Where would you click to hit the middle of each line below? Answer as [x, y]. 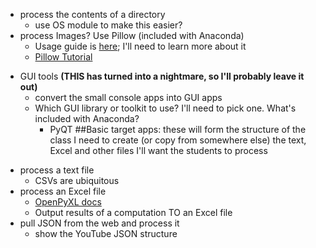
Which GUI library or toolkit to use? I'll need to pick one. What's [165, 108]
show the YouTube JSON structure [106, 233]
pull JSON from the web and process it [99, 223]
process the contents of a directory [92, 14]
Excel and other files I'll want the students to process [158, 150]
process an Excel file [63, 191]
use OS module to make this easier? [108, 25]
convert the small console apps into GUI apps [128, 97]
